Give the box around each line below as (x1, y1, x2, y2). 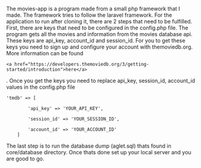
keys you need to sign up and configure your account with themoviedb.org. (6, 43, 193, 50)
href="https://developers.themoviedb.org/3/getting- (14, 61, 149, 67)
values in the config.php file (6, 83, 75, 91)
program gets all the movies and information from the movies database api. (6, 31, 193, 38)
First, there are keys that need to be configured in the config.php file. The (6, 24, 188, 31)
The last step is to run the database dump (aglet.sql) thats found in (6, 142, 172, 149)
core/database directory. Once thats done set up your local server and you (6, 149, 191, 155)
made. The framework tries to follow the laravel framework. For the (6, 11, 173, 19)
